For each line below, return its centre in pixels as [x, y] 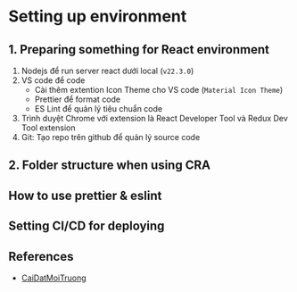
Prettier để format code [78, 99]
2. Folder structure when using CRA [110, 166]
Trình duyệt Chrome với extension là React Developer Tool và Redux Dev [155, 118]
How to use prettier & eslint [85, 195]
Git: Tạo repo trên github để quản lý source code [111, 137]
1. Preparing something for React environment [139, 50]
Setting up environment [98, 17]
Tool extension [48, 128]
